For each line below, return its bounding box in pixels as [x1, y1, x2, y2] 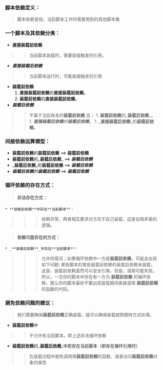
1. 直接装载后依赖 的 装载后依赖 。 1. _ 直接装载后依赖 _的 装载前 [29, 118, 150, 124]
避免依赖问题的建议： [5, 300, 55, 306]
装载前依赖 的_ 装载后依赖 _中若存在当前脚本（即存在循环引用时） [12, 343, 141, 348]
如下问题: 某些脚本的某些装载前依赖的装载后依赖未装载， [41, 262, 155, 268]
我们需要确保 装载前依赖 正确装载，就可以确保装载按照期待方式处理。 [17, 312, 154, 318]
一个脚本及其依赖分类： [5, 30, 60, 37]
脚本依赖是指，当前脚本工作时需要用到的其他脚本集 [17, 16, 120, 23]
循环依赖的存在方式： [5, 182, 55, 188]
